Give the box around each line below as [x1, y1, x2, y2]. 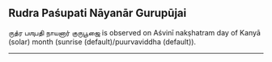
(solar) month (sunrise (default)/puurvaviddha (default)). [8, 36, 197, 47]
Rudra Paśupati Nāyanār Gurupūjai [8, 6, 187, 20]
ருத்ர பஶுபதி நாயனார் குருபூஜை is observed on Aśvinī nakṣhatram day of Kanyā [8, 27, 261, 37]
